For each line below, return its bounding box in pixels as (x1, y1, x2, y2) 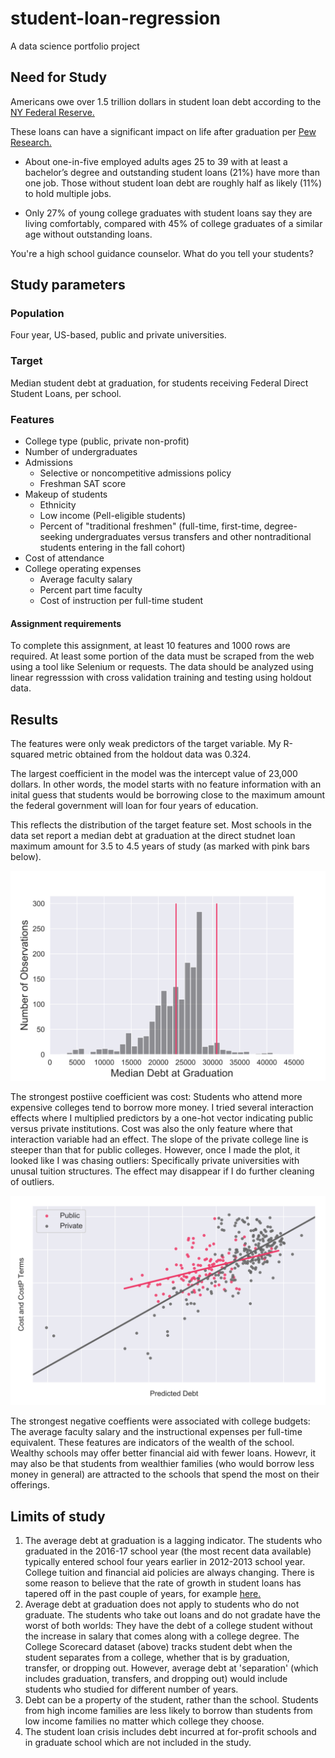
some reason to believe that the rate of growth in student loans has (24, 1577, 302, 1589)
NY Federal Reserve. (10, 106, 95, 118)
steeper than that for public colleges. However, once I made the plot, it (10, 1143, 301, 1156)
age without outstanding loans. (24, 228, 153, 240)
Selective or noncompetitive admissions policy (39, 467, 232, 479)
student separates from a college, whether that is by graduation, (24, 1652, 290, 1664)
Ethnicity (39, 499, 77, 511)
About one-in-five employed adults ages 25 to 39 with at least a (24, 155, 288, 167)
